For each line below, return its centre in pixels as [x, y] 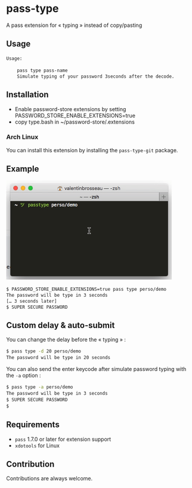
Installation [27, 95]
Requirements [33, 425]
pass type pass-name [42, 70]
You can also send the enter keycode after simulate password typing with [96, 369]
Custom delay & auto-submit [61, 325]
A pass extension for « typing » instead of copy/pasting [74, 25]
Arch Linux [22, 137]
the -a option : [24, 376]
